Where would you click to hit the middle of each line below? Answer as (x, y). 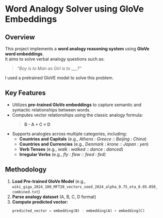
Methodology (26, 170)
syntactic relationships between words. (51, 109)
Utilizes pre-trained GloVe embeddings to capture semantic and (77, 105)
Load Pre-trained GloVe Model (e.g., (49, 181)
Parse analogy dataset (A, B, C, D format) (54, 197)
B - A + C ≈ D (37, 124)
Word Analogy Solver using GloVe (74, 9)
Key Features (25, 93)
